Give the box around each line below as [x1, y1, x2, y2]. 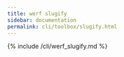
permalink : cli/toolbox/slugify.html [7, 23, 118, 30]
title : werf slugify [7, 10, 68, 17]
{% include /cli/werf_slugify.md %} [7, 42, 108, 51]
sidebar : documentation [7, 17, 77, 24]
